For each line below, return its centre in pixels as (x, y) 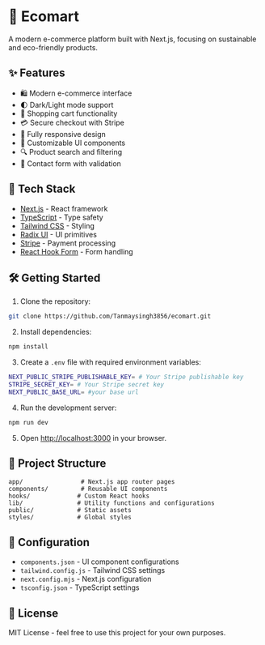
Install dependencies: (56, 332)
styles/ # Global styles (70, 518)
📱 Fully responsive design (63, 134)
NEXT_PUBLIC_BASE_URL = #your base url (74, 392)
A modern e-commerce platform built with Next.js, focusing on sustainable (132, 39)
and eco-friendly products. (53, 47)
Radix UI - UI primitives (58, 234)
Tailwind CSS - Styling (57, 225)
